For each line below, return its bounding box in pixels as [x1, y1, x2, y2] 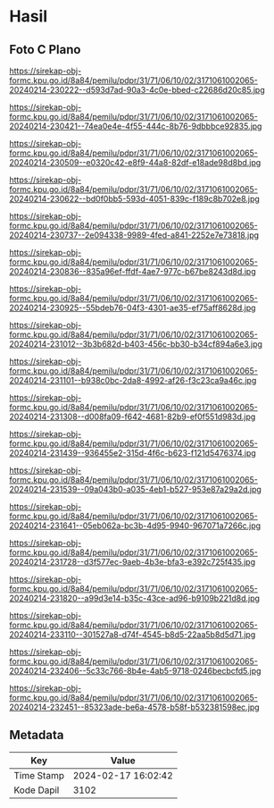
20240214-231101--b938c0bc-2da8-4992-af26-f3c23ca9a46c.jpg [9, 375, 257, 385]
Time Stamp [13, 769, 65, 781]
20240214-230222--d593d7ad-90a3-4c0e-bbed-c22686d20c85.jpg [9, 85, 265, 95]
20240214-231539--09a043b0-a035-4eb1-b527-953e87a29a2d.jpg [9, 484, 262, 494]
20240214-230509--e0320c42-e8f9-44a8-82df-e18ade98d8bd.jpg [9, 157, 262, 167]
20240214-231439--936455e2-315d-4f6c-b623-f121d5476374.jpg [9, 448, 256, 458]
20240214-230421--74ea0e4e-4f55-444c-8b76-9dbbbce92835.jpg [9, 121, 262, 131]
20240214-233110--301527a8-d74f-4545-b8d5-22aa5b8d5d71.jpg [9, 629, 256, 640]
